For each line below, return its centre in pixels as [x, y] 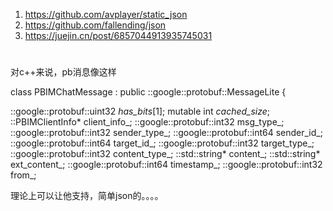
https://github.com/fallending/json [95, 25]
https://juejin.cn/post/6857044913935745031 [118, 35]
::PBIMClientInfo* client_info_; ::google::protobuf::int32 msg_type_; [147, 122]
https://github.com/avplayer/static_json [106, 14]
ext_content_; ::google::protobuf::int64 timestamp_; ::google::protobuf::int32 [166, 165]
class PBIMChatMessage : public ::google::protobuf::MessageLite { [148, 92]
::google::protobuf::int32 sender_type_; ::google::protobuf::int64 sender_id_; [166, 133]
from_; [23, 175]
